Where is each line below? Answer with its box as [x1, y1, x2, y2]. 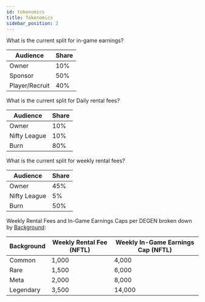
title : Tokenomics [6, 15, 53, 21]
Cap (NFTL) [137, 246, 172, 255]
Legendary [9, 286, 41, 294]
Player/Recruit [9, 82, 50, 90]
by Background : [6, 223, 46, 231]
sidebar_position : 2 [6, 20, 59, 26]
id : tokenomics [6, 9, 45, 15]
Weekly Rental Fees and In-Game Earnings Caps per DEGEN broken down [6, 217, 192, 225]
